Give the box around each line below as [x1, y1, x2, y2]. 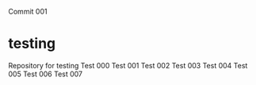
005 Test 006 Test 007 [8, 69, 83, 79]
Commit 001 [8, 7, 48, 16]
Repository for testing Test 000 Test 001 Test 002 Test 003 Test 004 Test [8, 60, 248, 70]
